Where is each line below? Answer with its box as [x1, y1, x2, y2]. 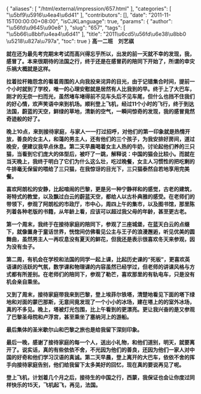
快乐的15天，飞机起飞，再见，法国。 [11, 381, 101, 388]
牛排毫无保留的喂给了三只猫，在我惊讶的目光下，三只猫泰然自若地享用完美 [6, 166, 190, 172]
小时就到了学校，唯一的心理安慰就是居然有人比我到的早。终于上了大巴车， [11, 85, 195, 92]
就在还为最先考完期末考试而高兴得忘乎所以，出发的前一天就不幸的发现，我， [6, 50, 195, 57]
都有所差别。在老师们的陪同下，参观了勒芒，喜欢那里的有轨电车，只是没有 [11, 271, 195, 277]
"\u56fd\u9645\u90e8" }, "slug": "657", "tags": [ [6, 24, 126, 31]
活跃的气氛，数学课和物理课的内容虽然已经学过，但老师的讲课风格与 [22, 263, 190, 270]
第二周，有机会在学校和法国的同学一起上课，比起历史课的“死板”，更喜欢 [6, 256, 185, 262]
